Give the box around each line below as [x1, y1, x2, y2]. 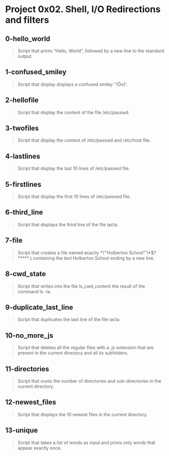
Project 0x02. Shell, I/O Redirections [5, 4, 161, 15]
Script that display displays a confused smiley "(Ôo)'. [17, 81, 128, 87]
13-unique [5, 426, 38, 435]
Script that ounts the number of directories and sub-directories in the [17, 378, 161, 384]
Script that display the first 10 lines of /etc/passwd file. [17, 194, 131, 200]
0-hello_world [5, 34, 50, 43]
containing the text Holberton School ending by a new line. [32, 255, 155, 261]
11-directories [5, 364, 49, 373]
